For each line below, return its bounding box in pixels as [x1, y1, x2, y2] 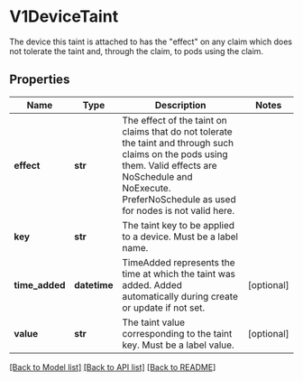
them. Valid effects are [121, 159, 218, 172]
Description [154, 98, 207, 111]
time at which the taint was [121, 267, 236, 280]
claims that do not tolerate [121, 125, 233, 137]
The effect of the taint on [121, 114, 227, 126]
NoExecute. [121, 181, 171, 194]
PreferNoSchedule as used [121, 192, 236, 205]
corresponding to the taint [121, 327, 233, 339]
